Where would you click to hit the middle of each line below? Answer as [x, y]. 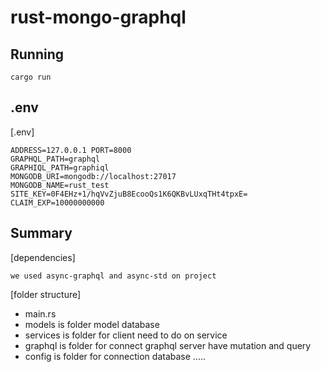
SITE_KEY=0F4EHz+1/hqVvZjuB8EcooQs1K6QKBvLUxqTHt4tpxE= [129, 194]
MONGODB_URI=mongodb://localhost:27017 [93, 176]
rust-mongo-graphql [98, 17]
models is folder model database [92, 324]
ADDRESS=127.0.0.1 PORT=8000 [71, 150]
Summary [41, 233]
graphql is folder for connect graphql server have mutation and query [168, 345]
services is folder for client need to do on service [126, 335]
